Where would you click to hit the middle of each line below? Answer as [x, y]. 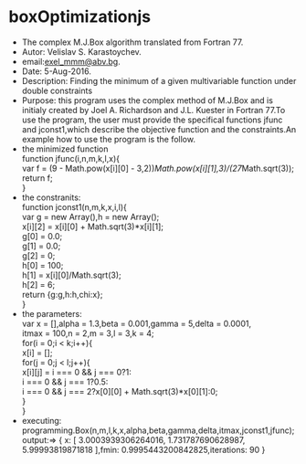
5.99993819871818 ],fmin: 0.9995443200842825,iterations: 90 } [143, 449]
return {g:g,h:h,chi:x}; [62, 294]
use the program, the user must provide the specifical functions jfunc [152, 120]
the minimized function [65, 149]
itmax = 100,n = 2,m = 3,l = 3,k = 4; [88, 333]
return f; [37, 178]
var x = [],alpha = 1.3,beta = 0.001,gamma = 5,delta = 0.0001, [137, 323]
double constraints [57, 90]
